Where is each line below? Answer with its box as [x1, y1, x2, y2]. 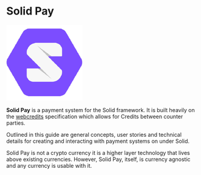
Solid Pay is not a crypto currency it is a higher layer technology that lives [6, 149, 190, 156]
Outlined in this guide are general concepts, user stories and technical [6, 131, 182, 138]
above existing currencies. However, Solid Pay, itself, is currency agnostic [6, 156, 191, 163]
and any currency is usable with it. [6, 162, 92, 169]
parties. [6, 119, 26, 127]
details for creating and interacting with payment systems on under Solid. [6, 137, 190, 145]
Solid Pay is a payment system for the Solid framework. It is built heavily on [6, 106, 196, 113]
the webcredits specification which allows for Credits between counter [6, 113, 183, 120]
